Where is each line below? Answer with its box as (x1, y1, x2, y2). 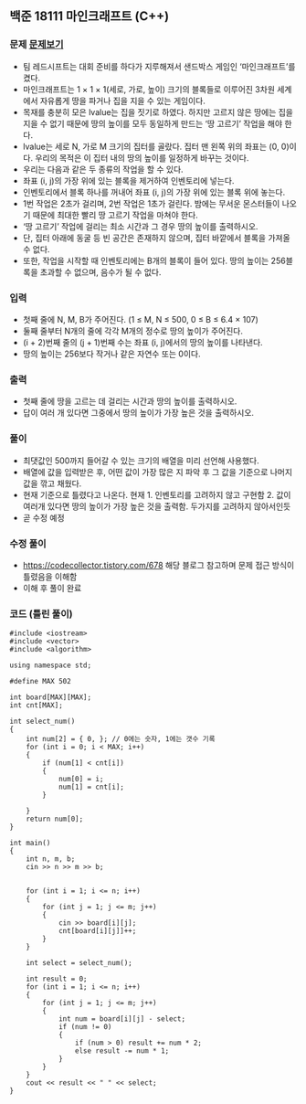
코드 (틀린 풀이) (9, 607, 73, 620)
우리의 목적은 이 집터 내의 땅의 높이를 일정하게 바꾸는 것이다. (35, 152, 249, 163)
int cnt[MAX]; (9, 701, 64, 710)
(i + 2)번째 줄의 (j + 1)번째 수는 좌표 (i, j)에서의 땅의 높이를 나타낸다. (22, 336, 263, 347)
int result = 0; (26, 974, 89, 984)
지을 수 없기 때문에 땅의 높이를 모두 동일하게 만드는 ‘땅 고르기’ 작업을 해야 (22, 118, 283, 129)
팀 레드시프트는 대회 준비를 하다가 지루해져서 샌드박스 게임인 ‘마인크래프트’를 (22, 60, 296, 71)
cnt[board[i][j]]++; (58, 927, 137, 936)
